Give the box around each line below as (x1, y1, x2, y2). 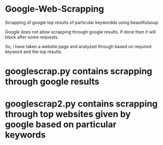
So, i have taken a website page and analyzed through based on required (5, 43, 152, 49)
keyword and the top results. (5, 49, 62, 54)
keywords (5, 129, 46, 141)
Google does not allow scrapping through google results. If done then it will (5, 29, 156, 35)
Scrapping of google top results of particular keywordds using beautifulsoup (5, 19, 158, 25)
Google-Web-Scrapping (5, 3, 104, 15)
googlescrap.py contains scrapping (5, 66, 152, 77)
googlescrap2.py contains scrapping (5, 98, 158, 109)
